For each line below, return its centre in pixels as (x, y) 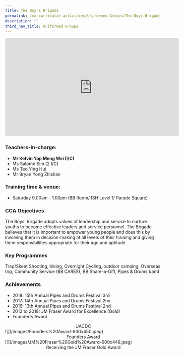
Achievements (23, 284)
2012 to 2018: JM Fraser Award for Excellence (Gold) (66, 311)
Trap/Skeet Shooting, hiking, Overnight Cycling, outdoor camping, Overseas (83, 266)
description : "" (22, 21)
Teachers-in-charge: (31, 148)
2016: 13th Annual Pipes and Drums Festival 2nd (61, 306)
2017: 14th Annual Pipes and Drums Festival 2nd (61, 300)
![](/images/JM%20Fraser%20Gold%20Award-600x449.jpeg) (69, 342)
